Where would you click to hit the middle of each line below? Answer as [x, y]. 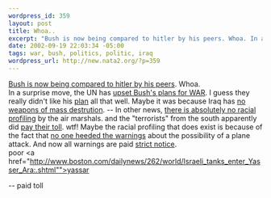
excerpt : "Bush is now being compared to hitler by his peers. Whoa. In [133, 38]
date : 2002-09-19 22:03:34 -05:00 [67, 46]
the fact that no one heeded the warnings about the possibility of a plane [129, 135]
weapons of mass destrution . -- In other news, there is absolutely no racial [132, 109]
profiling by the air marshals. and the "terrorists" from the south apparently [133, 118]
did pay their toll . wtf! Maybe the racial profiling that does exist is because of [135, 127]
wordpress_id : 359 [39, 16]
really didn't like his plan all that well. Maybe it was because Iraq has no [127, 101]
